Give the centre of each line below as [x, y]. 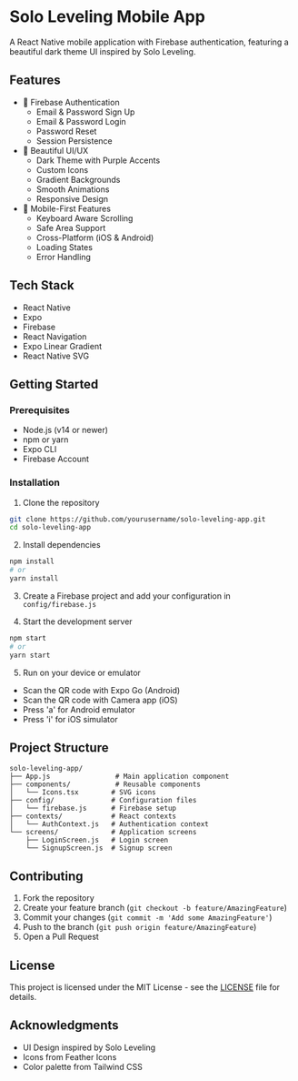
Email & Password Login [81, 121]
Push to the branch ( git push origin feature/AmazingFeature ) [139, 927]
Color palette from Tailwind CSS [82, 1066]
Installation [35, 482]
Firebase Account [55, 459]
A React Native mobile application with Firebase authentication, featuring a [149, 42]
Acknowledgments [65, 1025]
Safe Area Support [71, 227]
